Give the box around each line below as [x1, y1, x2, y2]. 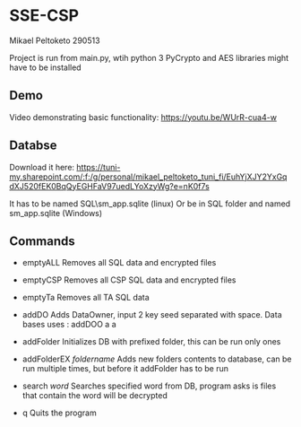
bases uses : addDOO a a [21, 319, 116, 330]
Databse [9, 138, 57, 153]
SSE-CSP [9, 5, 79, 26]
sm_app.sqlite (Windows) [9, 207, 103, 218]
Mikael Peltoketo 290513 [9, 35, 100, 46]
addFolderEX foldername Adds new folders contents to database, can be [21, 353, 292, 364]
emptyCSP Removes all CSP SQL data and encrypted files [21, 274, 236, 285]
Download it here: [9, 161, 74, 172]
